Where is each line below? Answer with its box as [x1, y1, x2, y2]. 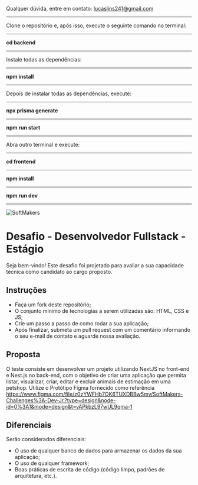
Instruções [6, 285, 47, 295]
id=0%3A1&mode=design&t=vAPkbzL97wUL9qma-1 [6, 403, 133, 410]
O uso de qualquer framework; [14, 460, 90, 467]
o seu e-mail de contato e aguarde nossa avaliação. [14, 332, 140, 339]
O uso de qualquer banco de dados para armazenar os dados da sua [14, 447, 182, 454]
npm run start [6, 124, 41, 131]
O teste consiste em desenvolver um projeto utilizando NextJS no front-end [6, 365, 190, 372]
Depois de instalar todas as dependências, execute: [6, 90, 132, 97]
